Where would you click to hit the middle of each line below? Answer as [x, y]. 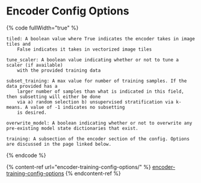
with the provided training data [59, 70]
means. [14, 107]
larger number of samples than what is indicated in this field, [101, 91]
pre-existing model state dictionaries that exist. [72, 128]
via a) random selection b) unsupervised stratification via [95, 102]
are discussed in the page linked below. [59, 144]
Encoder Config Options [68, 11]
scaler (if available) [35, 65]
